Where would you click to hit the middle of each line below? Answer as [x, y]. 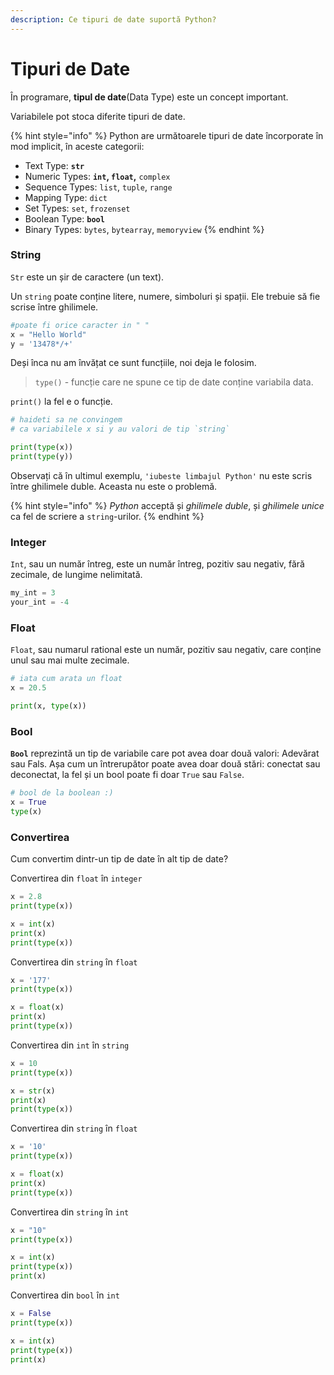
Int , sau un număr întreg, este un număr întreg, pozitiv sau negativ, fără [157, 564]
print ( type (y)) [42, 457]
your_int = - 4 [40, 602]
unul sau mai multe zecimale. [70, 660]
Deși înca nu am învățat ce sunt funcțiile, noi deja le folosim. [133, 363]
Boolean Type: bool [64, 218]
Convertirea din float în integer [76, 878]
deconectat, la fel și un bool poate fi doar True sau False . [127, 775]
